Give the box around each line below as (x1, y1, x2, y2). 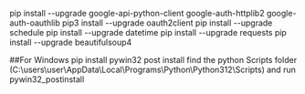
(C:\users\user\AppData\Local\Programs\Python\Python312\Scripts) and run (9, 64, 297, 75)
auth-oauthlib (9, 17, 61, 28)
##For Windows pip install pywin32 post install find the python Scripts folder (9, 55, 298, 65)
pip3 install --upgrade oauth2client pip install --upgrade (62, 17, 273, 28)
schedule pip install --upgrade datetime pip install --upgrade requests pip (9, 27, 288, 37)
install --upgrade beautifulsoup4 (9, 37, 132, 47)
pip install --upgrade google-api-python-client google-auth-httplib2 (9, 8, 265, 18)
